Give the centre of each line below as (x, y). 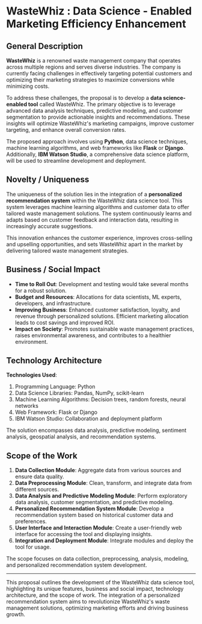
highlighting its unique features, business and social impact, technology (95, 589)
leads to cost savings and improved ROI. (65, 322)
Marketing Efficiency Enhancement (96, 24)
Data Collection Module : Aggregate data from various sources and (98, 470)
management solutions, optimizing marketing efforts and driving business (97, 608)
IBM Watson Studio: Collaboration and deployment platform (88, 419)
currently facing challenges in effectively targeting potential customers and (99, 73)
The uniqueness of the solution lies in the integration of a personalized (94, 194)
